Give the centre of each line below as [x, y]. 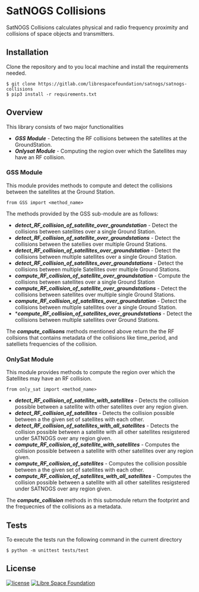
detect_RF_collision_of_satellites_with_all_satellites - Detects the [97, 426]
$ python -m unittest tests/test [48, 550]
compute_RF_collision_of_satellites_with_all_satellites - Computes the [103, 476]
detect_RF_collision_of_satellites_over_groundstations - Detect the [99, 263]
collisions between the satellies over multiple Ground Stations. [91, 244]
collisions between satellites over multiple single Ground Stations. [95, 295]
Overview [25, 113]
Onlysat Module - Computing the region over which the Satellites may [101, 151]
